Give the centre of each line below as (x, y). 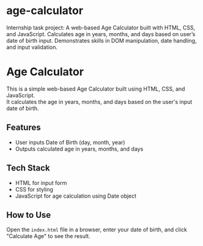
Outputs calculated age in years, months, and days (79, 149)
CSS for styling (34, 189)
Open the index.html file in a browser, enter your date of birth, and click (97, 229)
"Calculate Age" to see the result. (48, 236)
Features (24, 128)
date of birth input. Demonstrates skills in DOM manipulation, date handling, (102, 40)
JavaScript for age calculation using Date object (76, 196)
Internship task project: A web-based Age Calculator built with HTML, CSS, (101, 28)
